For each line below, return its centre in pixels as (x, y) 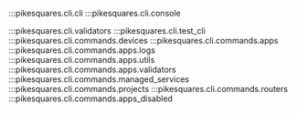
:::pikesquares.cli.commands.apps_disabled (90, 98)
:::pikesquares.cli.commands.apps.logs (82, 50)
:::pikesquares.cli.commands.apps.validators (92, 69)
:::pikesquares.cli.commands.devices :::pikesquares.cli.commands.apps (143, 41)
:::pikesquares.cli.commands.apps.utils (82, 60)
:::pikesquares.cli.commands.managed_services (99, 79)
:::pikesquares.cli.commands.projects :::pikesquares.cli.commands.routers (148, 89)
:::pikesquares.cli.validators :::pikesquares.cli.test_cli (107, 31)
